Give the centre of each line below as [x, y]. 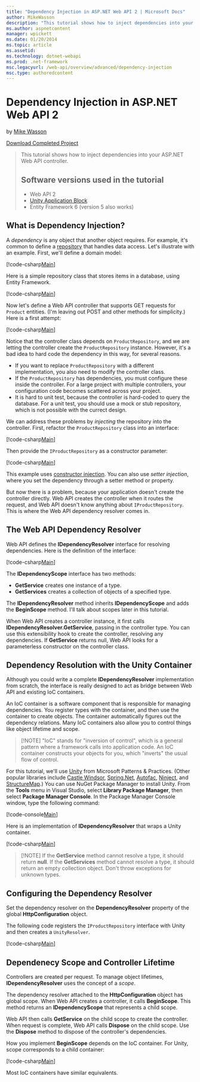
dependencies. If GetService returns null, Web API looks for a [82, 640]
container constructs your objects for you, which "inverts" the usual [104, 754]
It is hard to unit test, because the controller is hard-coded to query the [102, 397]
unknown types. [41, 875]
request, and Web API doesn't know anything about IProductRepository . [95, 505]
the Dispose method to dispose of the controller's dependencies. [87, 1032]
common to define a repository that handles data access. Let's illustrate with [100, 246]
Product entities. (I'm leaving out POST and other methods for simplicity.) [96, 312]
